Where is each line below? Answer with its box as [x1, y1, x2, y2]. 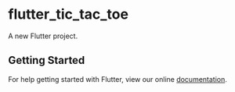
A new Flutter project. [8, 31, 78, 41]
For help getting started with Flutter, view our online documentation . [8, 74, 227, 83]
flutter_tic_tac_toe [8, 5, 129, 23]
